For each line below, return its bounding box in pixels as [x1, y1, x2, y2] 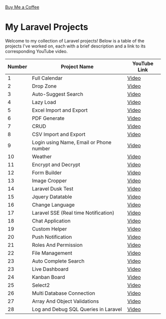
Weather [32, 153, 52, 160]
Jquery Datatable [32, 193, 73, 200]
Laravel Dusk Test [32, 185, 74, 192]
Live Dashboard [32, 266, 69, 273]
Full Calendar [32, 74, 63, 81]
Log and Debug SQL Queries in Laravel [32, 306, 122, 313]
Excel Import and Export [32, 106, 88, 113]
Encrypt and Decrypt [32, 161, 81, 168]
